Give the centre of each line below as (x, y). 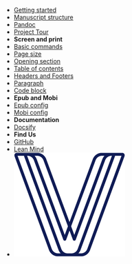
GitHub (24, 142)
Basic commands (38, 47)
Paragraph (29, 83)
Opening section (37, 61)
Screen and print (38, 39)
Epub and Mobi (36, 98)
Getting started (35, 10)
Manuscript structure (43, 17)
